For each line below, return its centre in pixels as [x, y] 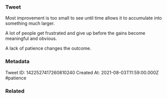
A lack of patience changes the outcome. [48, 48]
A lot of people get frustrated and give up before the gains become [75, 33]
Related [15, 91]
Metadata [17, 62]
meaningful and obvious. [31, 38]
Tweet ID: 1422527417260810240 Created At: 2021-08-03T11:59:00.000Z [82, 72]
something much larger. [30, 23]
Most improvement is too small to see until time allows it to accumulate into [84, 18]
